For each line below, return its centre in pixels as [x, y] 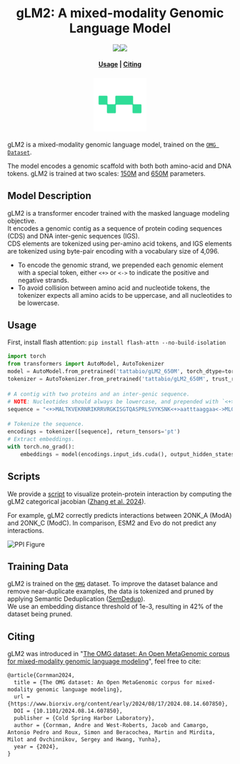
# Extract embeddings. [41, 439]
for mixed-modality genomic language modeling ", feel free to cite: [104, 661]
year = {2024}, [36, 747]
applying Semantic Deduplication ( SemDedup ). [76, 599]
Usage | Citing [120, 64]
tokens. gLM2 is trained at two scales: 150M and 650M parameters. [106, 174]
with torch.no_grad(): [41, 447]
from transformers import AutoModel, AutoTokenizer [86, 364]
